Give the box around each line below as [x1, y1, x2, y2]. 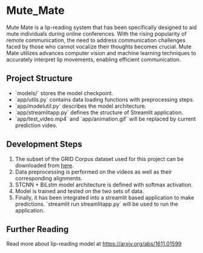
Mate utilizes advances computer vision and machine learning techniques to [6, 49, 197, 56]
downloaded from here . [15, 162, 74, 169]
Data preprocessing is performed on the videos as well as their [15, 168, 173, 176]
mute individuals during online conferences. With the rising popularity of [6, 30, 187, 37]
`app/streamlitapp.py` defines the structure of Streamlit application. [15, 108, 184, 116]
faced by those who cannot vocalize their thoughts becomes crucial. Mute [6, 43, 192, 50]
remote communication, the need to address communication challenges [6, 36, 186, 44]
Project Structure [6, 73, 73, 84]
